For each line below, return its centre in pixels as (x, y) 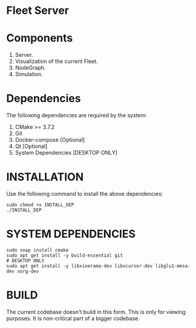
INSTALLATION (45, 177)
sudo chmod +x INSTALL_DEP (40, 205)
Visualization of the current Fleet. (57, 62)
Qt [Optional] (31, 146)
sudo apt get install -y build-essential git (64, 255)
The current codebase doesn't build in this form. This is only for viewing (96, 312)
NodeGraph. (30, 68)
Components (40, 38)
